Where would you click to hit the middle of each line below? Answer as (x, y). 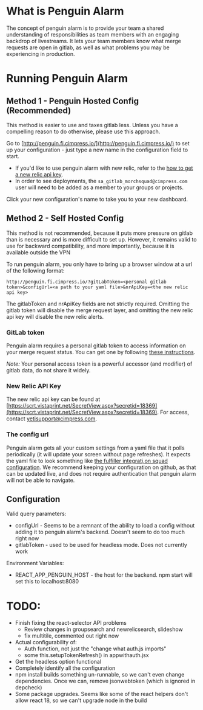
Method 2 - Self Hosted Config (65, 218)
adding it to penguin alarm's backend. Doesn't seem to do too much (100, 532)
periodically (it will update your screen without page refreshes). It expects (98, 454)
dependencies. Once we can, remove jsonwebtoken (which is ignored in (105, 681)
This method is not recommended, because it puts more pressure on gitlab (99, 233)
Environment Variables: (35, 563)
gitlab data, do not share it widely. (48, 371)
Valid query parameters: (36, 514)
